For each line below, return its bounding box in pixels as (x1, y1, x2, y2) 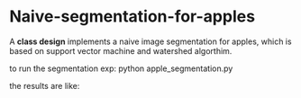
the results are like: (9, 80, 80, 91)
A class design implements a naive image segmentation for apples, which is (9, 36, 292, 47)
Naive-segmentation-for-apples (9, 6, 255, 27)
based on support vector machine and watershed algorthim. (9, 45, 233, 56)
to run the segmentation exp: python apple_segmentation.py (9, 63, 233, 74)
